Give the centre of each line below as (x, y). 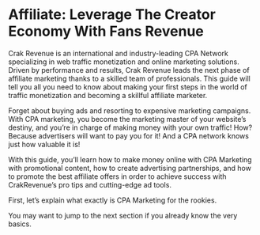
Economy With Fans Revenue (106, 31)
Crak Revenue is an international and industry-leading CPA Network (119, 53)
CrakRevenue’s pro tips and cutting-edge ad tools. (90, 184)
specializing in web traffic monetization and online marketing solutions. (124, 62)
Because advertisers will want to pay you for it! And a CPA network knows (128, 135)
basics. (20, 224)
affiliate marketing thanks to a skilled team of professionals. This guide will (129, 78)
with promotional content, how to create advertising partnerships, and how (130, 168)
